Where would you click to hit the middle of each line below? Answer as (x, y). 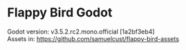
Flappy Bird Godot (60, 13)
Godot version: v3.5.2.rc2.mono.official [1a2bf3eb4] (81, 32)
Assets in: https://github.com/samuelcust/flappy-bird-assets (93, 38)
